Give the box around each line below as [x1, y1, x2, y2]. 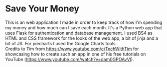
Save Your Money [5, 3, 80, 14]
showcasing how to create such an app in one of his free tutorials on [5, 51, 146, 57]
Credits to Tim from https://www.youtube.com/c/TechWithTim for [5, 46, 139, 52]
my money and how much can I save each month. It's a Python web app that [5, 24, 162, 30]
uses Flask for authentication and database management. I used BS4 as [5, 30, 153, 36]
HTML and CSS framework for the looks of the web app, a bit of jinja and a [5, 35, 159, 41]
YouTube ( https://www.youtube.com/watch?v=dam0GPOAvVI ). [5, 56, 134, 62]
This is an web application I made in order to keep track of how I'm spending [5, 19, 163, 25]
